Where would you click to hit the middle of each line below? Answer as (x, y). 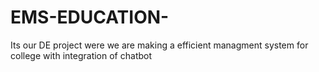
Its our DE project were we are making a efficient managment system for (159, 45)
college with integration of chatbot (81, 55)
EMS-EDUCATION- (90, 17)
